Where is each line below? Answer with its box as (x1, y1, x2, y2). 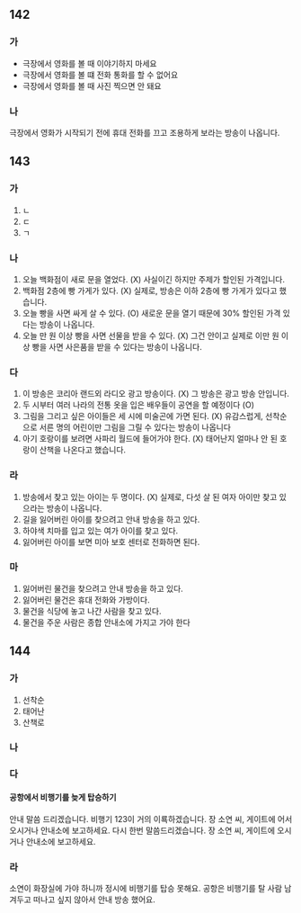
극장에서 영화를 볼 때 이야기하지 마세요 (22, 58, 157, 68)
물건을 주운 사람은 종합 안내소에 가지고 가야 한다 (22, 616, 190, 628)
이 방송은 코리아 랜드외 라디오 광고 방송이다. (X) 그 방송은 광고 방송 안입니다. (22, 389, 290, 399)
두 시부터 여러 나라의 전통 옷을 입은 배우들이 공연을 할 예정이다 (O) (22, 399, 254, 410)
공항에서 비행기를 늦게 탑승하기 (9, 792, 117, 802)
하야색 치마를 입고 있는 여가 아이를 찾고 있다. (22, 525, 179, 536)
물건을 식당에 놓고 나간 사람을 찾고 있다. (22, 605, 162, 616)
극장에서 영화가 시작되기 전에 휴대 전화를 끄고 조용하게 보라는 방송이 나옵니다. (9, 127, 280, 138)
